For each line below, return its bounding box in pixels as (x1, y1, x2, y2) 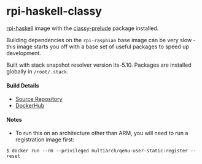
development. (6, 49, 41, 56)
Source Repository (15, 95, 63, 103)
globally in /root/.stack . (6, 67, 69, 75)
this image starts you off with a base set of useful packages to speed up (6, 43, 189, 50)
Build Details (6, 81, 39, 89)
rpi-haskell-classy (6, 4, 103, 18)
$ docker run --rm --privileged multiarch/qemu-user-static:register (6, 148, 188, 154)
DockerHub (15, 102, 45, 110)
